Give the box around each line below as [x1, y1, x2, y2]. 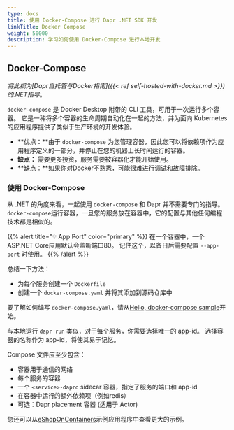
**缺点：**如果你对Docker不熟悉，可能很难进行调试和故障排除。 [17, 164, 204, 172]
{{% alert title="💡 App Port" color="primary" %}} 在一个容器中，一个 [7, 232, 205, 241]
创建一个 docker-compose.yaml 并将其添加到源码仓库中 [17, 288, 173, 297]
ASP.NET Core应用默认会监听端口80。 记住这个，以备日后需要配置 [7, 241, 199, 250]
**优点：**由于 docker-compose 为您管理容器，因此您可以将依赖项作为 [17, 137, 218, 145]
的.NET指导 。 [7, 90, 47, 99]
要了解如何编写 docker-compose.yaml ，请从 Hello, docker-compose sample [7, 303, 220, 312]
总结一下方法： [7, 265, 50, 273]
